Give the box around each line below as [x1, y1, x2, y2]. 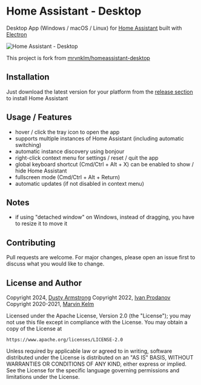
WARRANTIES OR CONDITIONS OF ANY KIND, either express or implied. [6, 360, 186, 367]
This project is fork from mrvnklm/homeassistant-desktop [6, 54, 150, 61]
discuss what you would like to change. [6, 260, 105, 268]
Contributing [6, 237, 56, 248]
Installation [6, 72, 50, 83]
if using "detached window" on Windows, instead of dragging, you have [15, 214, 195, 221]
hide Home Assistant [15, 167, 67, 174]
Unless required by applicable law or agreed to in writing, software [6, 347, 173, 355]
